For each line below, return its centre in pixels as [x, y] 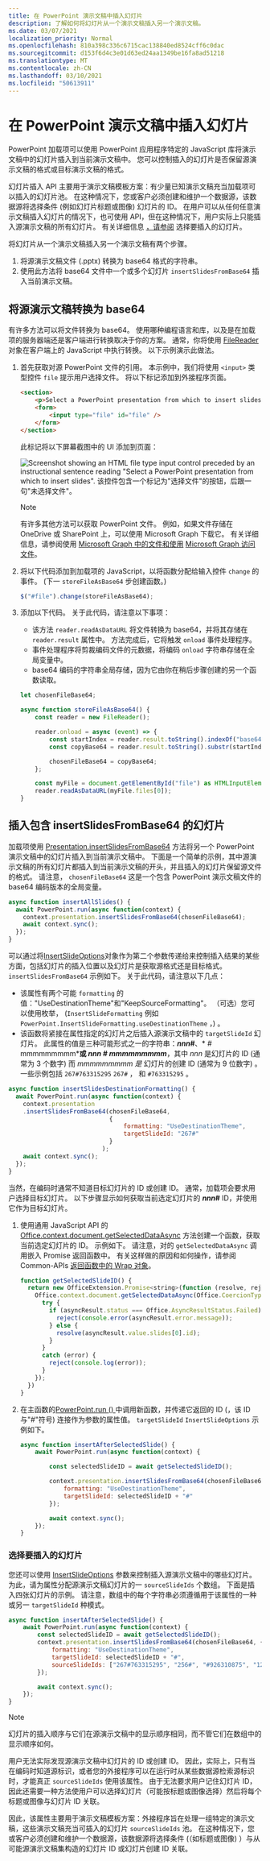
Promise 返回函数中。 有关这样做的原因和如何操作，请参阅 [140, 1255]
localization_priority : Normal [61, 38]
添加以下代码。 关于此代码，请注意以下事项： [95, 612]
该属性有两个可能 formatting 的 [72, 993]
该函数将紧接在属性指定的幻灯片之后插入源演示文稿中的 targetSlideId [136, 1034]
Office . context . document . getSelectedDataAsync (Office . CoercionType [150, 1295]
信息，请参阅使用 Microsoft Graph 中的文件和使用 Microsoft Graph [129, 544]
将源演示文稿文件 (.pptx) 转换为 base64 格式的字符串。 [111, 261]
